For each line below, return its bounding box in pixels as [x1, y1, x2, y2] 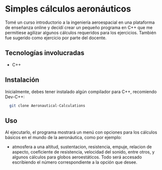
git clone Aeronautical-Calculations [9, 103, 86, 108]
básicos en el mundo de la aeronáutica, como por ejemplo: [5, 135, 122, 140]
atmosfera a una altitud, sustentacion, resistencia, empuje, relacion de [12, 144, 152, 150]
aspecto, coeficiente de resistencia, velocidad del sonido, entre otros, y [12, 149, 155, 155]
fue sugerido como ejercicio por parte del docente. [5, 35, 107, 41]
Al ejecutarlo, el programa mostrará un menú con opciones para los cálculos [5, 129, 157, 135]
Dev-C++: [5, 93, 25, 100]
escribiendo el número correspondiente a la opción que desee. [12, 159, 138, 165]
